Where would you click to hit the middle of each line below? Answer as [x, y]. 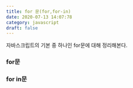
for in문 [17, 79]
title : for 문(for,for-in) [39, 11]
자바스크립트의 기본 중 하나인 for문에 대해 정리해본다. [67, 45]
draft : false [22, 28]
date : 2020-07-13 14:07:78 [39, 17]
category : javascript [33, 22]
